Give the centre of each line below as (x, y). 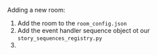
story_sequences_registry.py (60, 38)
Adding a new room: (36, 10)
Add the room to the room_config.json (72, 23)
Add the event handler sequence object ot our (83, 31)
